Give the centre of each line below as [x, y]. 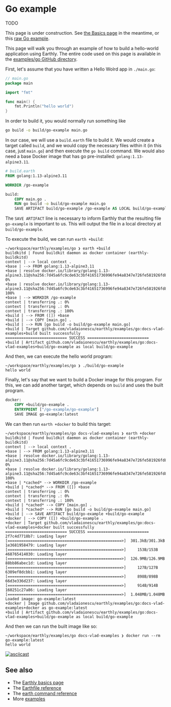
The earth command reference [45, 693]
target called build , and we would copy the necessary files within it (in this [83, 146]
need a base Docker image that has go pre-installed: [60, 156]
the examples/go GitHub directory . [41, 59]
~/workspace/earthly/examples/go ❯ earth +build [58, 248]
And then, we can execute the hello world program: [59, 356]
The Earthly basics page [38, 682]
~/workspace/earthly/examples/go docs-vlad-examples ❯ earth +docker [81, 433]
